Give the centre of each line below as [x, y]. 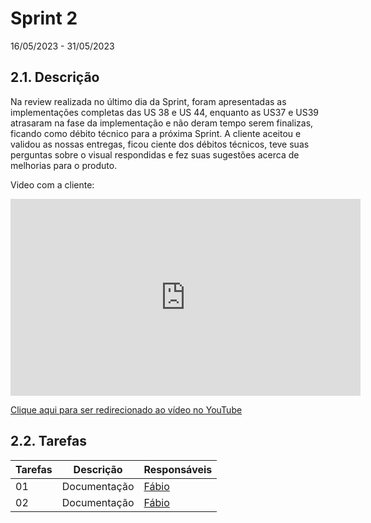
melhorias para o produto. [64, 165]
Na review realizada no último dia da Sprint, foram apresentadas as [148, 101]
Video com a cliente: [52, 184]
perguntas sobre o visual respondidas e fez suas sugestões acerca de [155, 154]
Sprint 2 [44, 18]
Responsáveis [178, 469]
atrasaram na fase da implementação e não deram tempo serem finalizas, [162, 123]
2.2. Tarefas [48, 441]
